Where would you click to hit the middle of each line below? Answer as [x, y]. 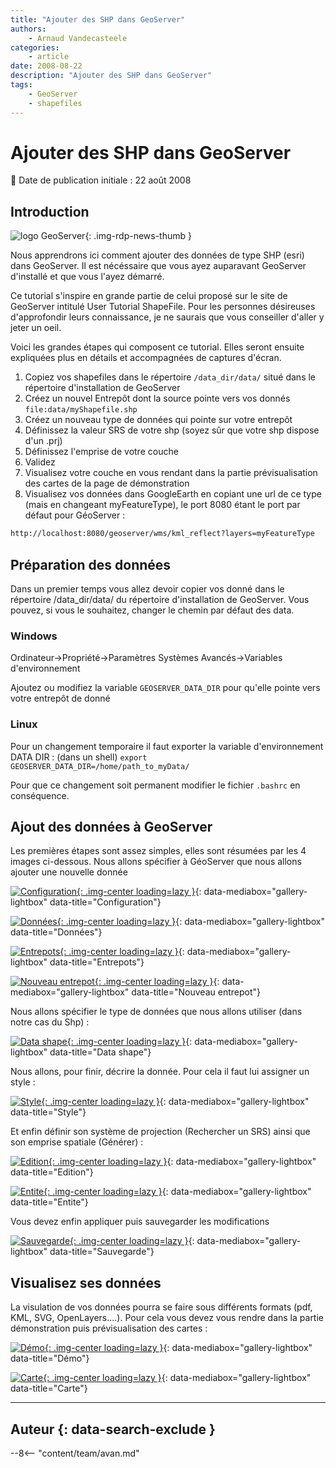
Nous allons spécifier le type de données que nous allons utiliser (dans [156, 1012]
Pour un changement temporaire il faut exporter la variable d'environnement [167, 746]
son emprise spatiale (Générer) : [77, 1142]
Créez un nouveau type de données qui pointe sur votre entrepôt [158, 420]
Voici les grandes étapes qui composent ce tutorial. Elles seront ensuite [157, 347]
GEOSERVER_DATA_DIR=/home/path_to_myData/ [100, 766]
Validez [40, 462]
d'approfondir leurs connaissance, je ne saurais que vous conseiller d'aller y [167, 317]
